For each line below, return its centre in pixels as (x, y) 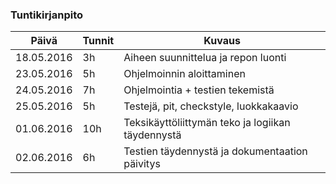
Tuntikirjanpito (47, 15)
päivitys (142, 164)
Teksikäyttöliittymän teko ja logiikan (207, 123)
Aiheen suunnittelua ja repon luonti (205, 58)
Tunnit (98, 41)
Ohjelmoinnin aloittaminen (184, 74)
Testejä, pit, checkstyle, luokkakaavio (211, 106)
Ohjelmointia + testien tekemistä (199, 90)
